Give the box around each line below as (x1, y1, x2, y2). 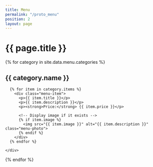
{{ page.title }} (5, 43, 67, 54)
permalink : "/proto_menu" (5, 12, 59, 17)
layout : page (5, 21, 32, 26)
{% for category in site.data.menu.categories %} (5, 59, 105, 65)
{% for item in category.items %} (9, 87, 81, 92)
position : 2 (5, 16, 30, 21)
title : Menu (5, 7, 30, 12)
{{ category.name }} (5, 73, 69, 82)
